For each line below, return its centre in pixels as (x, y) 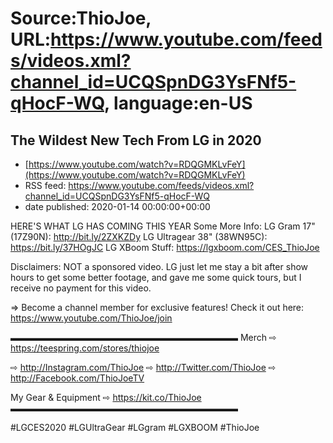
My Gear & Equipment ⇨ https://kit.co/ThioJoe (106, 397)
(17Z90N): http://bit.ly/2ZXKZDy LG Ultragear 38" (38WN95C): (139, 236)
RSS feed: (45, 185)
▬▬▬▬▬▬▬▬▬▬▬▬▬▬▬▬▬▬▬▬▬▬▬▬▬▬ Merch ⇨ (143, 337)
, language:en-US (178, 103)
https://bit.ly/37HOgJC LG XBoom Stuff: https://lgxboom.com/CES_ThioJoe (165, 247)
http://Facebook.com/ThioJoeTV (77, 378)
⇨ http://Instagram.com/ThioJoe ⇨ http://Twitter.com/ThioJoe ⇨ (143, 367)
